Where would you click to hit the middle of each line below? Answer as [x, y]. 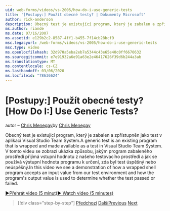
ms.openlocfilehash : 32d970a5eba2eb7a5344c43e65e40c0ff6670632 [73, 52]
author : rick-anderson [29, 19]
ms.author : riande [25, 29]
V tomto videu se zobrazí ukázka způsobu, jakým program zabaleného [79, 151]
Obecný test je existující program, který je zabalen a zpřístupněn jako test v [84, 135]
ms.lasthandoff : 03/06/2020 [35, 71]
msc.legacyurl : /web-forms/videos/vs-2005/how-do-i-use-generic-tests [81, 43]
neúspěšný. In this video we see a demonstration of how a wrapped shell [80, 167]
